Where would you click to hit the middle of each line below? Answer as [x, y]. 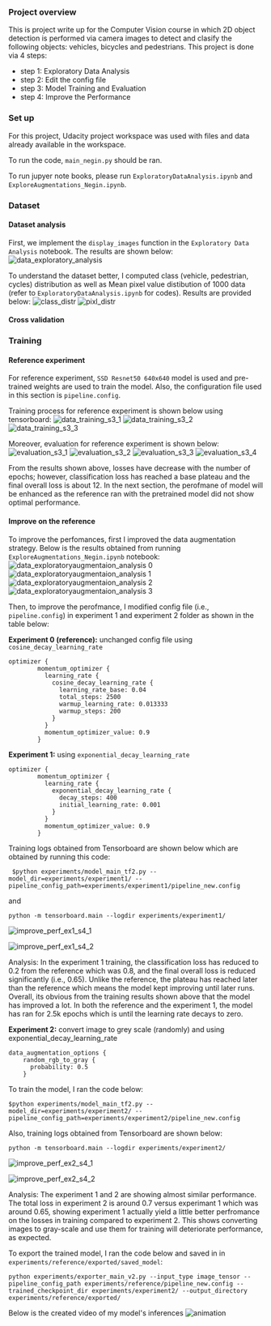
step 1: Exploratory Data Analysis [75, 71]
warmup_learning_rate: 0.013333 [114, 704]
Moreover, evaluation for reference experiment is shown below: [114, 444]
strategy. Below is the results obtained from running [95, 548]
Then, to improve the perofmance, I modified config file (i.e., [109, 607]
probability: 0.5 [59, 1067]
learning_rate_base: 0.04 [103, 690]
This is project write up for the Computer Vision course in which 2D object [132, 30]
